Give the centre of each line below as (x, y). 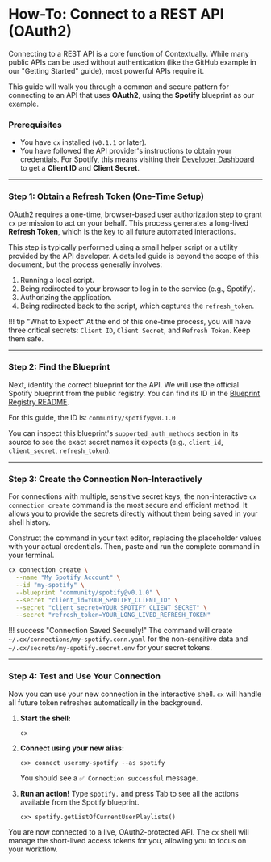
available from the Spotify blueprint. (79, 802)
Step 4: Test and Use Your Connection (85, 676)
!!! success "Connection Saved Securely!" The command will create (121, 631)
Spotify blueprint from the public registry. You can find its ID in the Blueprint (134, 393)
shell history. (29, 522)
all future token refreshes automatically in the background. (106, 702)
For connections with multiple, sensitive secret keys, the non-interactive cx (132, 496)
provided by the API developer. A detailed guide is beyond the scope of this (134, 256)
